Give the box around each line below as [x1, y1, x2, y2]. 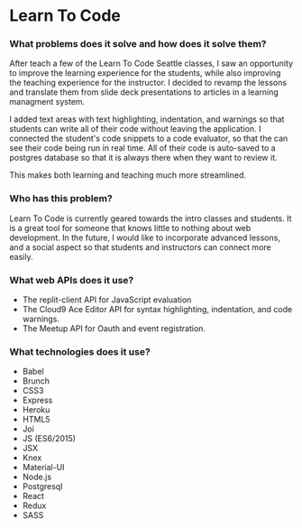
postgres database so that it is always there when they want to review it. [9, 153, 278, 163]
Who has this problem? [9, 192, 113, 205]
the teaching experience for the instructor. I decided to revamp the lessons [9, 78, 287, 88]
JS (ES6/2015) [22, 433, 77, 444]
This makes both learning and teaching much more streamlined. [9, 170, 246, 181]
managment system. [9, 97, 86, 107]
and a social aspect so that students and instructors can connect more [9, 241, 272, 253]
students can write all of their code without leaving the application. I [9, 124, 261, 134]
